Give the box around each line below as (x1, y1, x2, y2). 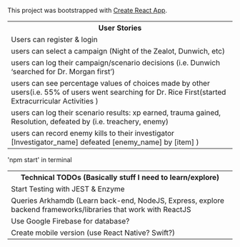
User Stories (98, 23, 142, 33)
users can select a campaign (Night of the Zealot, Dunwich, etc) (11, 46, 225, 56)
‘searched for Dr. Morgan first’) (11, 67, 116, 76)
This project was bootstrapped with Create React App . (7, 6, 168, 14)
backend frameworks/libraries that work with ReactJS (11, 205, 191, 214)
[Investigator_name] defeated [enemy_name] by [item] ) (11, 137, 199, 147)
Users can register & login (11, 35, 98, 44)
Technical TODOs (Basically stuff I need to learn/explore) (20, 173, 220, 182)
